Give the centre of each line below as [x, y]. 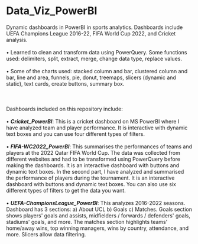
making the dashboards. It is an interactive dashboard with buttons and [93, 165]
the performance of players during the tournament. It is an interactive [90, 178]
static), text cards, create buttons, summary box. [65, 83]
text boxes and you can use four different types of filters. [75, 134]
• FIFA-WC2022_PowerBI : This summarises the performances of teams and [99, 147]
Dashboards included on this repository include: [64, 109]
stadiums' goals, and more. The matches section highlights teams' [87, 222]
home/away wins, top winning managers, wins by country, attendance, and [98, 228]
